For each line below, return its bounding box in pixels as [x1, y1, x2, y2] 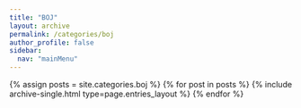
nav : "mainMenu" [17, 54, 78, 63]
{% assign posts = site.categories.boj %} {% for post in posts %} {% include [9, 79, 293, 89]
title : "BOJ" [9, 12, 58, 22]
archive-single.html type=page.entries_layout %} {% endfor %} [9, 88, 244, 99]
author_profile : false [9, 37, 94, 47]
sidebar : [9, 46, 42, 55]
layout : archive [9, 21, 70, 30]
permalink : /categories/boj [9, 29, 115, 38]
